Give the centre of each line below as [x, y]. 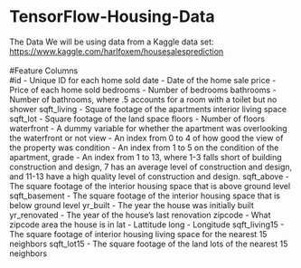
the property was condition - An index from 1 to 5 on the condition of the [144, 148]
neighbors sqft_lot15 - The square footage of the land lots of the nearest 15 [149, 244]
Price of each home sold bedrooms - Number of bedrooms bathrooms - [143, 90]
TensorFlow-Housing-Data [112, 17]
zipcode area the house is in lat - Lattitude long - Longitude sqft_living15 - [147, 225]
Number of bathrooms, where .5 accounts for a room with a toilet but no [143, 99]
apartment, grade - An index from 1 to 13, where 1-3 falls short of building [146, 157]
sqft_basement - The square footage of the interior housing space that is [145, 196]
